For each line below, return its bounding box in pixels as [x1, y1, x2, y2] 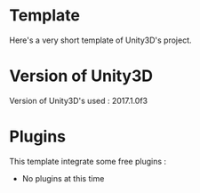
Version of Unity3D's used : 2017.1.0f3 [9, 95, 148, 106]
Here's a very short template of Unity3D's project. [9, 35, 193, 45]
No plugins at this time [21, 173, 105, 183]
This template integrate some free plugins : [9, 156, 167, 166]
